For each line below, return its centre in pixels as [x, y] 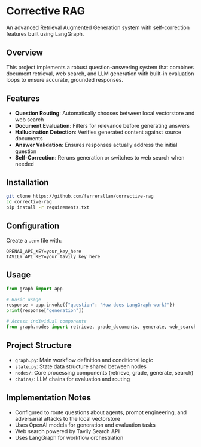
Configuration [33, 226]
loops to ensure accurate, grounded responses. [65, 79]
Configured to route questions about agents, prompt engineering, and [101, 412]
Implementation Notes [49, 398]
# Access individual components [46, 322]
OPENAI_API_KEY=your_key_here [44, 251]
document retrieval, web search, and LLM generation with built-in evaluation [100, 74]
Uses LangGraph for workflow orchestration [69, 437]
